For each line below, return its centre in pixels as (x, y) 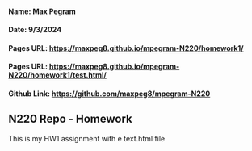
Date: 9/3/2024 (35, 30)
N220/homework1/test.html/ (58, 75)
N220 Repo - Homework (70, 119)
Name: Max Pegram (42, 11)
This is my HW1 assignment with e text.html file (87, 138)
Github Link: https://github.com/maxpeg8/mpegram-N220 (109, 94)
